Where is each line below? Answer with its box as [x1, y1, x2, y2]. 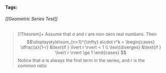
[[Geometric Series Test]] [5, 15, 58, 21]
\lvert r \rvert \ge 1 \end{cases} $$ [55, 49, 127, 55]
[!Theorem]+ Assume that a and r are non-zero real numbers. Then [17, 31, 157, 37]
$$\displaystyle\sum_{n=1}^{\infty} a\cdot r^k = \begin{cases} [27, 39, 155, 45]
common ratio [17, 62, 47, 69]
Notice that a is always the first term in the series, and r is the [17, 57, 145, 63]
